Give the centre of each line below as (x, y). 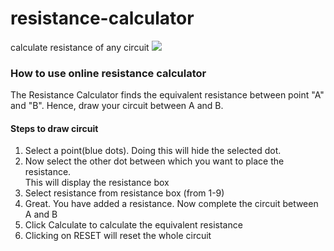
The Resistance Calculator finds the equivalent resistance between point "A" (167, 95)
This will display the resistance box (97, 183)
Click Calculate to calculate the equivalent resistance (133, 225)
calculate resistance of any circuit (80, 47)
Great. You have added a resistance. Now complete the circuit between (171, 204)
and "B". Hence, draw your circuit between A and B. (117, 106)
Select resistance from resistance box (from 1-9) (124, 193)
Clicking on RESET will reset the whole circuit (118, 236)
